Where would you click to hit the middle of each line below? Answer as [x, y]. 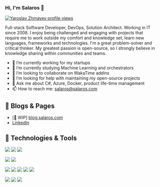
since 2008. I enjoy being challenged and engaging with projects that [74, 33]
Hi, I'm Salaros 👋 [25, 8]
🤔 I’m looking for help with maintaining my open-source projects [76, 78]
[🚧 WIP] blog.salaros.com [37, 118]
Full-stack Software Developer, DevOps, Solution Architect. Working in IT [78, 28]
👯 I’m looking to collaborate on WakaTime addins [61, 73]
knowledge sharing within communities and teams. [56, 53]
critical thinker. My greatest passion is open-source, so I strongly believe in [80, 48]
